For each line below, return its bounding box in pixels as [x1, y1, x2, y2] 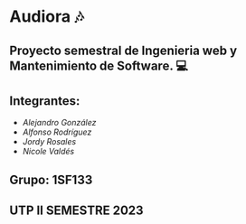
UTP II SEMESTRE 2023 [9, 203, 144, 219]
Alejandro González [22, 117, 97, 128]
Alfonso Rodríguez [22, 126, 92, 137]
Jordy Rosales [22, 136, 77, 147]
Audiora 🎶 [9, 6, 84, 27]
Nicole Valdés [22, 146, 75, 157]
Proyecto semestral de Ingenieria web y [9, 42, 238, 58]
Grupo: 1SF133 [9, 172, 93, 187]
